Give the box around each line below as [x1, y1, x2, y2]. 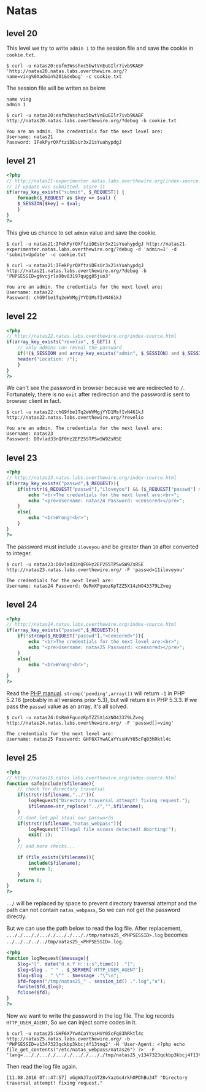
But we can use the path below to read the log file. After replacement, [6, 925, 182, 932]
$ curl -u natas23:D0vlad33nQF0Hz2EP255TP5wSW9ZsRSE [6, 561, 144, 567]
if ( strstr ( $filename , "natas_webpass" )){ [17, 821, 122, 827]
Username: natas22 [6, 289, 53, 295]
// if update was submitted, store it [6, 184, 105, 190]
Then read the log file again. [6, 1063, 78, 1070]
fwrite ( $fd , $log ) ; [17, 984, 64, 990]
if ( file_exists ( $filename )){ [17, 854, 95, 860]
